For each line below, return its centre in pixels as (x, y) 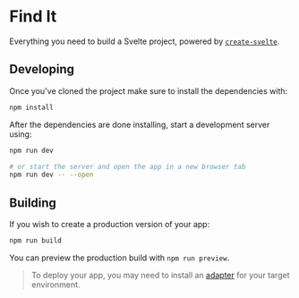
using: (21, 134)
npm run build (36, 241)
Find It (33, 17)
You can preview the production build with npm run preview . (120, 258)
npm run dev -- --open (51, 175)
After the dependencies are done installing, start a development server (140, 124)
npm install (31, 107)
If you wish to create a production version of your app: (110, 225)
